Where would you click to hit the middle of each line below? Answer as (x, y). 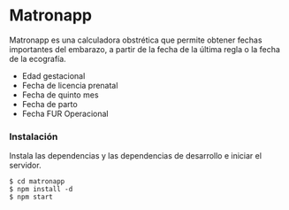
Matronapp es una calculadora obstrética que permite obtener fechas (136, 40)
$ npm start (31, 197)
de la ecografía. (38, 58)
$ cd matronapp (37, 182)
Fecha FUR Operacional (65, 113)
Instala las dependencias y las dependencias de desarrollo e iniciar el (136, 156)
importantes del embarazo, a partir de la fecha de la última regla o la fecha (145, 49)
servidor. (25, 166)
